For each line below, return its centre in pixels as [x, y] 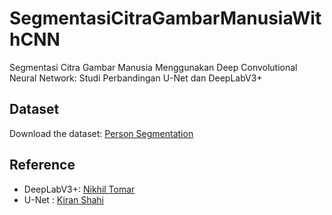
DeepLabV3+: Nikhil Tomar [79, 189]
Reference [42, 165]
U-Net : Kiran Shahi [64, 199]
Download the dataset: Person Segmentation [101, 133]
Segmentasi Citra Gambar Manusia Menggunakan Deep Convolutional [153, 67]
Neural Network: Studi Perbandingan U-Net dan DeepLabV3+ [136, 78]
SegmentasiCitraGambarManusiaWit [165, 18]
